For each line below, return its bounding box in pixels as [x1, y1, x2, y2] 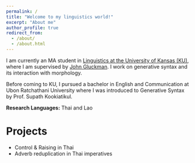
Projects [6, 125, 48, 138]
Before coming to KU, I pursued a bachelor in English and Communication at [6, 80, 189, 87]
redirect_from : [6, 30, 43, 36]
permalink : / [6, 8, 38, 15]
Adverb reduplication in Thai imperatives [14, 150, 113, 157]
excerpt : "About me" [6, 19, 57, 25]
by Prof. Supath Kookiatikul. [6, 93, 73, 100]
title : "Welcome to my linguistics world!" [6, 14, 114, 20]
